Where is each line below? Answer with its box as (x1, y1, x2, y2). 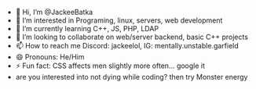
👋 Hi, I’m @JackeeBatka (15, 8, 93, 16)
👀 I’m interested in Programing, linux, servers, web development (15, 16, 223, 25)
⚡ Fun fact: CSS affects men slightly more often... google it (15, 61, 206, 70)
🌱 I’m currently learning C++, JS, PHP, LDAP (15, 24, 159, 33)
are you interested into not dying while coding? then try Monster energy (15, 73, 248, 81)
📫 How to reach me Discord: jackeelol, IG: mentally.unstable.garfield (15, 41, 240, 50)
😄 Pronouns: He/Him (15, 52, 85, 62)
